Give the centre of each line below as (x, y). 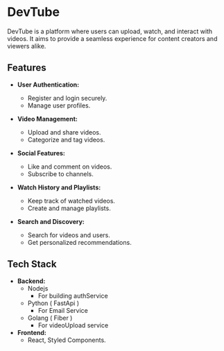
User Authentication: (48, 85)
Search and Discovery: (51, 221)
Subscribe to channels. (60, 173)
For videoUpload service (73, 325)
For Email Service (63, 310)
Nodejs (38, 288)
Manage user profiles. (59, 105)
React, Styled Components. (67, 340)
